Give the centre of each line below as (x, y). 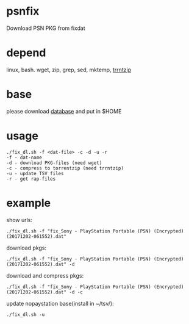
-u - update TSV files (35, 173)
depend (26, 53)
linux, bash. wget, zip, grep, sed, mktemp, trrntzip (69, 70)
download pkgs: (27, 248)
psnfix (23, 11)
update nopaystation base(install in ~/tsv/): (60, 303)
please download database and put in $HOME (64, 111)
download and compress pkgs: (45, 275)
